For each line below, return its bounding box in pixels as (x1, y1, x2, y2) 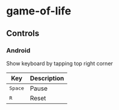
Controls (6, 28, 40, 38)
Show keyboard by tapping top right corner (6, 60, 113, 67)
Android (6, 46, 31, 55)
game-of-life (6, 4, 72, 18)
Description (29, 74, 64, 82)
